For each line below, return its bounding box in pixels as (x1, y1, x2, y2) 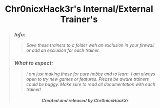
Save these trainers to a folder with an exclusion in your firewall (26, 43, 155, 48)
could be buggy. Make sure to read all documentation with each (26, 81, 156, 87)
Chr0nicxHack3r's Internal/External (5, 3, 153, 15)
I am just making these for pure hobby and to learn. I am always (26, 71, 156, 77)
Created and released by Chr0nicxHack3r (41, 98, 129, 104)
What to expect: (14, 60, 53, 66)
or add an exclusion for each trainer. (26, 47, 100, 53)
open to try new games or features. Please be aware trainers (26, 76, 149, 82)
